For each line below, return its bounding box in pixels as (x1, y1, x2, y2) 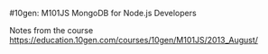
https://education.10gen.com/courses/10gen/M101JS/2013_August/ (9, 35, 259, 45)
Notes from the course (9, 25, 94, 35)
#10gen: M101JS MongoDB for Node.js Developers (9, 8, 197, 18)
